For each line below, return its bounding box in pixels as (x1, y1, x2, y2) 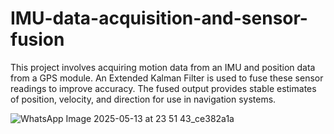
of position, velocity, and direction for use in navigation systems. (10, 93, 277, 105)
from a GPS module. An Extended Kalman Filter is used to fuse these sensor (10, 72, 324, 84)
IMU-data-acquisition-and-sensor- (10, 7, 308, 30)
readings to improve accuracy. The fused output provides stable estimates (10, 82, 317, 94)
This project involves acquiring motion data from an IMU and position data (10, 61, 316, 73)
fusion (10, 28, 65, 51)
